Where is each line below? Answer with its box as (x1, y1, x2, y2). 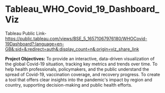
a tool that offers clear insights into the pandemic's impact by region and (5, 77, 153, 83)
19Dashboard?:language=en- (5, 41, 64, 46)
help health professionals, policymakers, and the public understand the (5, 66, 149, 72)
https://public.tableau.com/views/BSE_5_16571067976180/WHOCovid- (5, 36, 148, 42)
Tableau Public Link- (5, 30, 47, 36)
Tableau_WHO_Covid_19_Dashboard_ (5, 3, 160, 15)
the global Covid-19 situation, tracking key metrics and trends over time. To (5, 61, 158, 67)
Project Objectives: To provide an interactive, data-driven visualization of (5, 55, 155, 61)
